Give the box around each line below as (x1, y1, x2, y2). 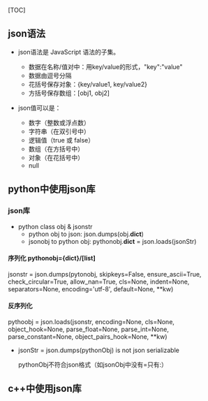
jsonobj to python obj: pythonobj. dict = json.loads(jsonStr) (28, 237, 197, 245)
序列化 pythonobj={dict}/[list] (8, 254, 96, 263)
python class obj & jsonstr (17, 222, 93, 231)
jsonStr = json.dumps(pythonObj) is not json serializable (17, 346, 180, 354)
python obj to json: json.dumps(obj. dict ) (28, 230, 144, 238)
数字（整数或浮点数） (28, 118, 90, 126)
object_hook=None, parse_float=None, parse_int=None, (8, 325, 170, 333)
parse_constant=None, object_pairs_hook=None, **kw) (8, 332, 168, 341)
